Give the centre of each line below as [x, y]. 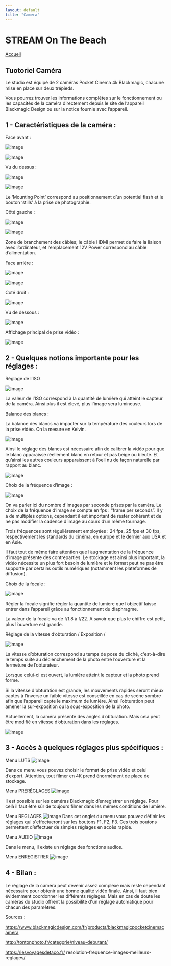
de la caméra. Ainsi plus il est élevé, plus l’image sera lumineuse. [74, 404]
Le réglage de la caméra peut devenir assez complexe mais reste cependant [86, 885]
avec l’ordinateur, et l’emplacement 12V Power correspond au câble [76, 248]
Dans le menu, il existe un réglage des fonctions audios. [64, 847]
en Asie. [14, 542]
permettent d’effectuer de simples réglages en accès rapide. [69, 827]
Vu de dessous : [22, 312]
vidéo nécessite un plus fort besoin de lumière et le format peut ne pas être [84, 563]
